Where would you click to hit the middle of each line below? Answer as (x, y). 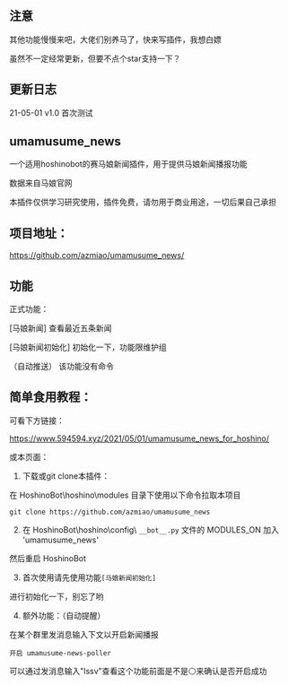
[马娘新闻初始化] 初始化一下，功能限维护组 (88, 347)
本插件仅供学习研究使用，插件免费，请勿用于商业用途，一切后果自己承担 (143, 202)
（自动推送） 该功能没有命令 (61, 367)
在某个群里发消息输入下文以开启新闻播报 (84, 634)
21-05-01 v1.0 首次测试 (51, 113)
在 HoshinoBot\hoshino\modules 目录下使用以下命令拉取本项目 (125, 495)
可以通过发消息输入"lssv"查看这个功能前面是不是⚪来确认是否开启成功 (138, 671)
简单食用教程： (51, 397)
